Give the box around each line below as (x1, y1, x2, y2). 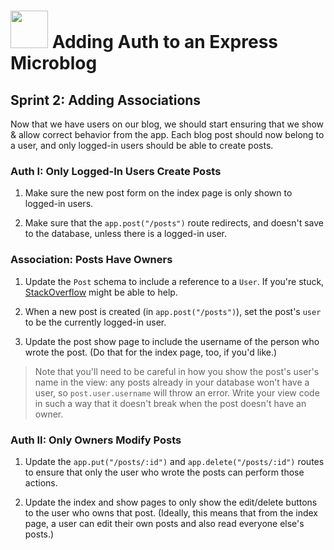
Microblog (10, 52, 98, 75)
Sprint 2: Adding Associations (10, 91, 202, 109)
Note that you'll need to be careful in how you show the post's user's (34, 365, 320, 377)
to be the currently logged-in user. (24, 316, 167, 328)
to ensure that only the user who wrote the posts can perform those (24, 466, 305, 478)
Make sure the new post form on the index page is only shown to (24, 187, 293, 199)
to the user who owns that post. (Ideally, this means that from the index (24, 506, 318, 519)
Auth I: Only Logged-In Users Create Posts (10, 164, 222, 178)
